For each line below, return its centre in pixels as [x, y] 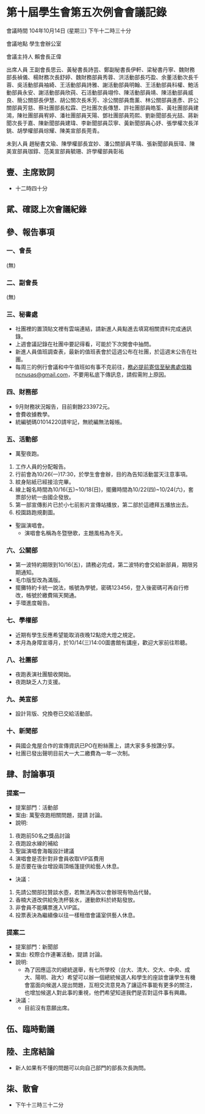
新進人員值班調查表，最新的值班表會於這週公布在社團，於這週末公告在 [103, 352]
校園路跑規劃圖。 [37, 512]
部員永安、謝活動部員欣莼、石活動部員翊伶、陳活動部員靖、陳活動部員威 [102, 92]
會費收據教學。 [34, 414]
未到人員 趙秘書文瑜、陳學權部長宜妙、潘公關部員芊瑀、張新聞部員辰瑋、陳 [101, 144]
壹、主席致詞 [31, 173]
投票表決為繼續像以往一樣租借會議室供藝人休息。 [77, 915]
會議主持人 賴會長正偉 [34, 56]
